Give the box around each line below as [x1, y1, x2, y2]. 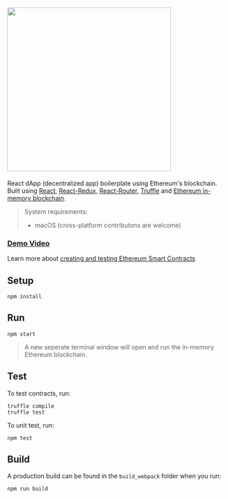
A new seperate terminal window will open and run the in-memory [24, 342, 215, 351]
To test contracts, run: [7, 389, 71, 398]
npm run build [7, 486, 49, 493]
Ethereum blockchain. [24, 350, 87, 359]
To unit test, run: [7, 421, 54, 429]
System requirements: [24, 207, 89, 216]
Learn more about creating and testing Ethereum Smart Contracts [7, 254, 196, 263]
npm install [7, 294, 42, 301]
